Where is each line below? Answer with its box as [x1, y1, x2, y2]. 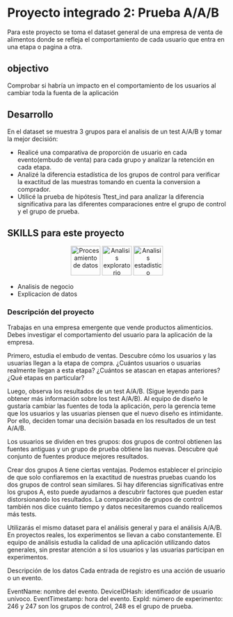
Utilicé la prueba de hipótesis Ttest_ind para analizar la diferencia [17, 192, 204, 201]
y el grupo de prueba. [17, 207, 80, 215]
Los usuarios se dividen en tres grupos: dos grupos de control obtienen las [7, 437, 223, 445]
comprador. [17, 185, 51, 193]
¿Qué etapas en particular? [7, 373, 85, 381]
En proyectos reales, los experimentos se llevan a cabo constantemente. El [7, 530, 222, 539]
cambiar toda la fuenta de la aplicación [7, 88, 119, 97]
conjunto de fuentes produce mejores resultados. [7, 452, 149, 460]
